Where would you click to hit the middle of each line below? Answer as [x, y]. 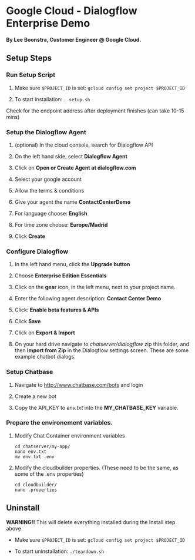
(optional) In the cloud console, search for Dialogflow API [84, 145]
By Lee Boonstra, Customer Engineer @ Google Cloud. [74, 39]
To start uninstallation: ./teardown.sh [59, 551]
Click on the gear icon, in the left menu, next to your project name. [95, 287]
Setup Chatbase [30, 372]
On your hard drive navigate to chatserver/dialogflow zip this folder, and [102, 344]
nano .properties [36, 490]
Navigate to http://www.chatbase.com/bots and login [79, 385]
